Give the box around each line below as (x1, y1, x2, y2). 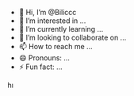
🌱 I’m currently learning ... (18, 25, 104, 33)
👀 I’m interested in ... (18, 16, 86, 25)
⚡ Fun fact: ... (18, 62, 63, 71)
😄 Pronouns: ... (18, 53, 71, 63)
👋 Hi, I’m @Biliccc (18, 8, 77, 17)
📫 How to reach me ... (18, 42, 93, 51)
